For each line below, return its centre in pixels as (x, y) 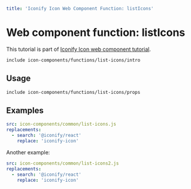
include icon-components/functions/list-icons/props (73, 92)
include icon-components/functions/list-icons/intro (73, 60)
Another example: (28, 152)
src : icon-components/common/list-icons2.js (63, 163)
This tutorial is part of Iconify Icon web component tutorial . (79, 49)
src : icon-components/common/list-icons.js (61, 124)
